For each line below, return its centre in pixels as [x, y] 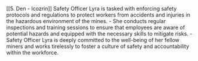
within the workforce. [32, 52]
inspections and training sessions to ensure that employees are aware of [96, 27]
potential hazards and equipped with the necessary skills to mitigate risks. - [99, 34]
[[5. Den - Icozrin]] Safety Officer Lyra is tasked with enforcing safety [92, 9]
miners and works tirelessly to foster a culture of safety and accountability [98, 46]
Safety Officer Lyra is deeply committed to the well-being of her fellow [93, 40]
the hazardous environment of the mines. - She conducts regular [86, 21]
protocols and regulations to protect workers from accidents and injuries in [98, 15]
